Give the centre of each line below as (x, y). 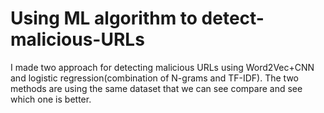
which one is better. (51, 99)
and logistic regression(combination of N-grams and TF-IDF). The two (154, 78)
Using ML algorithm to (104, 18)
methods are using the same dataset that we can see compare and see (156, 88)
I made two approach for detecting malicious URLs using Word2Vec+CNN (162, 67)
